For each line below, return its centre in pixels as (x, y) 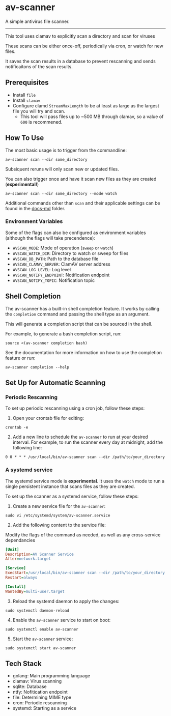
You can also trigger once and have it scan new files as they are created (81, 179)
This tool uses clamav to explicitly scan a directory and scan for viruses (80, 36)
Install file (24, 95)
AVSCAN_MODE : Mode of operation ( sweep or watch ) (63, 248)
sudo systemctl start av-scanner (41, 648)
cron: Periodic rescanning (40, 703)
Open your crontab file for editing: (48, 418)
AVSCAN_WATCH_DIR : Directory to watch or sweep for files (70, 253)
